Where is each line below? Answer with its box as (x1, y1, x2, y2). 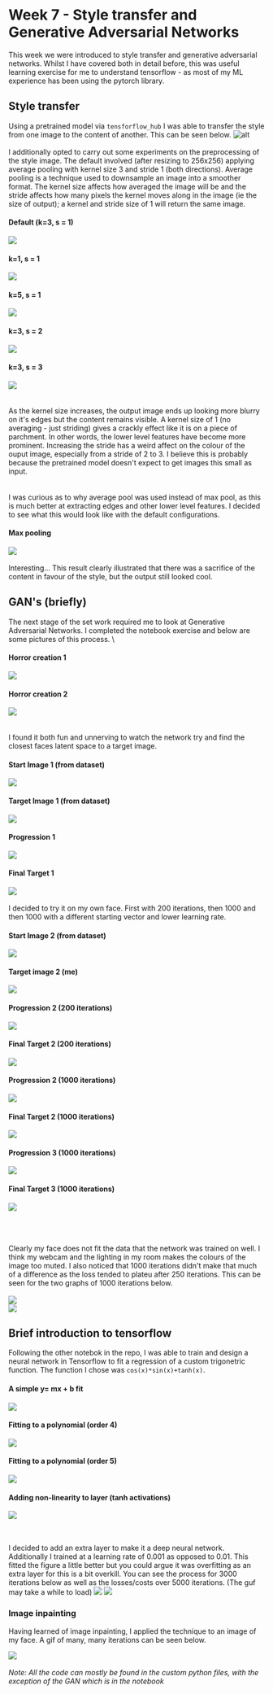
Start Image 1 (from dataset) (8, 759, 106, 770)
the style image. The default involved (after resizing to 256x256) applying (8, 155, 254, 165)
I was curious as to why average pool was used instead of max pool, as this (8, 492, 262, 502)
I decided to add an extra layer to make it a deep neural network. (8, 1543, 225, 1553)
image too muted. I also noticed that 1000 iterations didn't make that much (8, 1260, 258, 1270)
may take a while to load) (8, 1587, 93, 1597)
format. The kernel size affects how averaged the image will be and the (8, 181, 246, 191)
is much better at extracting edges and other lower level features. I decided (8, 500, 261, 510)
